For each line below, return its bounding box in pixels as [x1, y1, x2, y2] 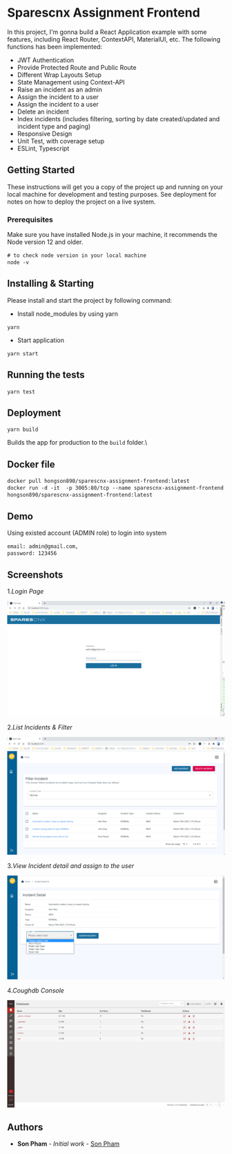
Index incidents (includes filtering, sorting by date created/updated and [17, 114, 220, 123]
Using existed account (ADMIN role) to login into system [7, 529, 167, 538]
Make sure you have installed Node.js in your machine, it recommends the [7, 231, 217, 239]
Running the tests [7, 369, 85, 381]
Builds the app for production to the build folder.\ [7, 438, 148, 447]
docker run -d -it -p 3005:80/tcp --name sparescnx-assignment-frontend [7, 485, 224, 492]
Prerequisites [7, 215, 53, 224]
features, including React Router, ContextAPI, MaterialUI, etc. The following [7, 35, 221, 43]
